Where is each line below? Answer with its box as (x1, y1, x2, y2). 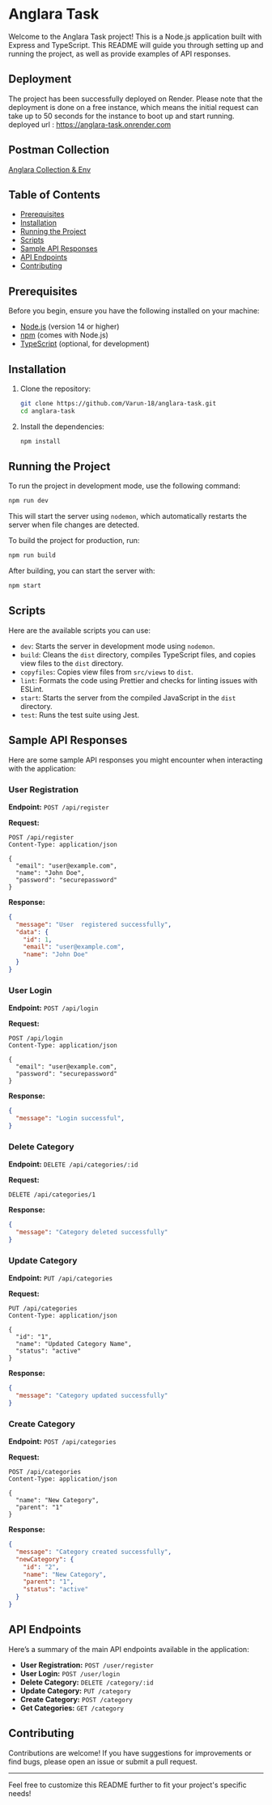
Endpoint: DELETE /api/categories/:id (8, 1159, 138, 1170)
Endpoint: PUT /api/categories (8, 1273, 113, 1283)
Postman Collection (8, 143, 110, 157)
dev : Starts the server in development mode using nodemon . (19, 641, 215, 651)
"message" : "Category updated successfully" (15, 1391, 168, 1399)
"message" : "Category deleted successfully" (15, 1228, 168, 1237)
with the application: (8, 763, 77, 773)
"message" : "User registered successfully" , (15, 920, 172, 928)
